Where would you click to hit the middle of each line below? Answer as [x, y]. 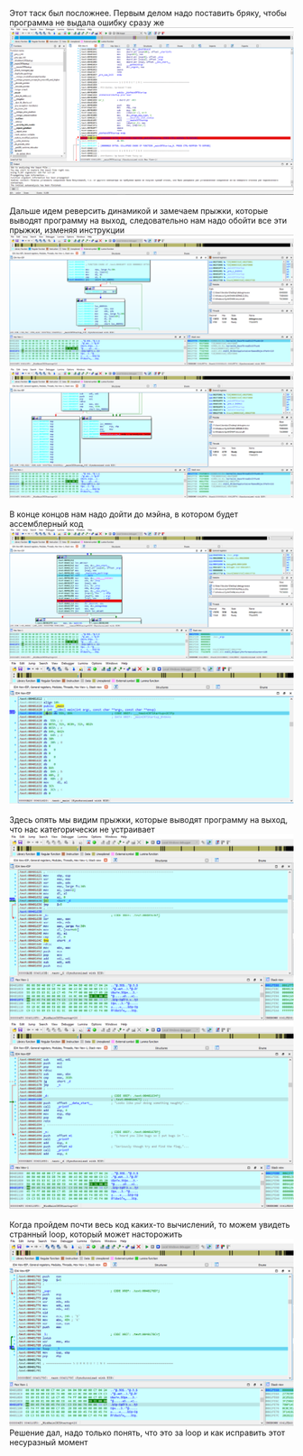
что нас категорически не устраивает [82, 829]
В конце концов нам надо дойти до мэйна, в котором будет [124, 514]
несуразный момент [49, 1442]
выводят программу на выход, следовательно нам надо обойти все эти [148, 220]
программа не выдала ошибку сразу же [87, 23]
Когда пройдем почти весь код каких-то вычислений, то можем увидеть [150, 1224]
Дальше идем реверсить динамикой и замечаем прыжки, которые [139, 210]
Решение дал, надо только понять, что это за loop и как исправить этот [147, 1433]
